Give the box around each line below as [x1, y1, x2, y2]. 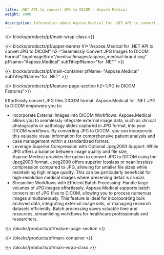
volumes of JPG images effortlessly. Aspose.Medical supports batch [12, 185, 150, 191]
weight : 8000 [5, 12, 32, 17]
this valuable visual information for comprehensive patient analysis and [12, 133, 155, 139]
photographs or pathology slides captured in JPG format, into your [12, 123, 146, 128]
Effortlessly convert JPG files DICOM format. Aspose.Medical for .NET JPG [5, 98, 156, 104]
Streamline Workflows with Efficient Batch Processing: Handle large [12, 180, 148, 186]
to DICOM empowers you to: [5, 103, 62, 109]
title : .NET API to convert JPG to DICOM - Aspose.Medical [5, 7, 128, 12]
